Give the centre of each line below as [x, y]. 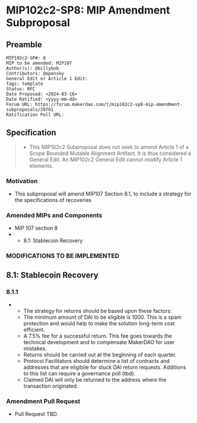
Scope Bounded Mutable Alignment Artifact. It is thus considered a [110, 153]
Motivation [22, 181]
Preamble [24, 44]
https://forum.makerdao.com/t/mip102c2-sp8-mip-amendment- [109, 104]
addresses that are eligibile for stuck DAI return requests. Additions [105, 367]
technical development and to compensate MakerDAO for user [99, 342]
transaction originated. [51, 386]
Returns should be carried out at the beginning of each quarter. [100, 355]
